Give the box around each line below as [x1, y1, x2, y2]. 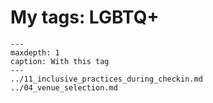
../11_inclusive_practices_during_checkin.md [10, 74, 203, 84]
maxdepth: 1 [10, 47, 60, 58]
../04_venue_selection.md [10, 82, 118, 93]
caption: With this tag [10, 56, 110, 66]
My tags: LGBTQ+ [10, 6, 160, 29]
